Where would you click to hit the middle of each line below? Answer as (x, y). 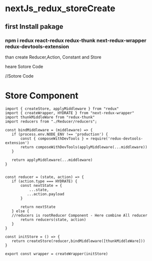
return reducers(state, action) (53, 220)
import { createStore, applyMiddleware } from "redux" (62, 109)
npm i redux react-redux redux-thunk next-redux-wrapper (76, 40)
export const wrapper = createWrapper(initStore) (57, 254)
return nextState (38, 207)
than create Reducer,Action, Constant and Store (53, 57)
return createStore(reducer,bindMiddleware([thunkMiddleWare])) (78, 241)
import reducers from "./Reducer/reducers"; (51, 121)
